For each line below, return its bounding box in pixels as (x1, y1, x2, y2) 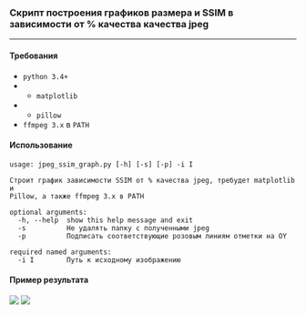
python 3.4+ (22, 72, 68, 81)
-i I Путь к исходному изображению (17, 255, 181, 265)
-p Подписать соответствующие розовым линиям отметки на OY (17, 231, 287, 240)
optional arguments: (9, 208, 88, 217)
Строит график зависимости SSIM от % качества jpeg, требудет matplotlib (9, 176, 296, 185)
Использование (9, 139, 73, 151)
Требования (9, 50, 58, 61)
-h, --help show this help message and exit (17, 216, 194, 225)
